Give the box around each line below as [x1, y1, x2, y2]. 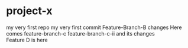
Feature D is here [6, 36, 48, 43]
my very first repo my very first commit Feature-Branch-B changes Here [6, 24, 182, 31]
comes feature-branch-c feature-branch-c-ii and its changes [6, 30, 155, 37]
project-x [6, 4, 53, 18]
